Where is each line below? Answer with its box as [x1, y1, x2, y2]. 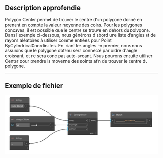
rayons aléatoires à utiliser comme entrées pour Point [5, 37, 112, 43]
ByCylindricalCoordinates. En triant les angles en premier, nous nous [5, 42, 142, 48]
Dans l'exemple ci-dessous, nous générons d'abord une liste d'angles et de [5, 32, 156, 38]
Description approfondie [5, 4, 81, 12]
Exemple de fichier [5, 82, 63, 90]
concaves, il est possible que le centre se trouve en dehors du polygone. [5, 27, 150, 33]
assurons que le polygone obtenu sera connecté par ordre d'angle [5, 47, 138, 53]
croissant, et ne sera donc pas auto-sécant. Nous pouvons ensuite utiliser [5, 53, 153, 59]
